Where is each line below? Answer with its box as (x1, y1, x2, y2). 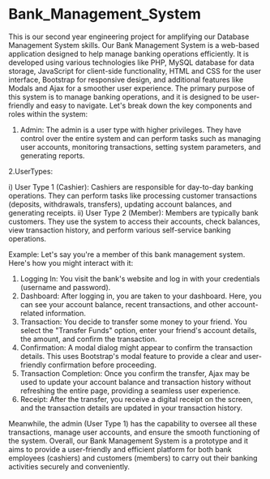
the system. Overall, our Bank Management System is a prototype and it (8, 435, 249, 446)
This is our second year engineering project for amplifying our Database (8, 32, 250, 41)
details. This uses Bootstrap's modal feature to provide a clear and (19, 351, 242, 361)
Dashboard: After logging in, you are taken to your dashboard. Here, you (19, 291, 262, 301)
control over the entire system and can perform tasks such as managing (19, 133, 261, 143)
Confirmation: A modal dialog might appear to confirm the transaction (19, 342, 253, 353)
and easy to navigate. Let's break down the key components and (36, 101, 253, 110)
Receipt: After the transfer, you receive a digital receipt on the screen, (19, 394, 253, 404)
